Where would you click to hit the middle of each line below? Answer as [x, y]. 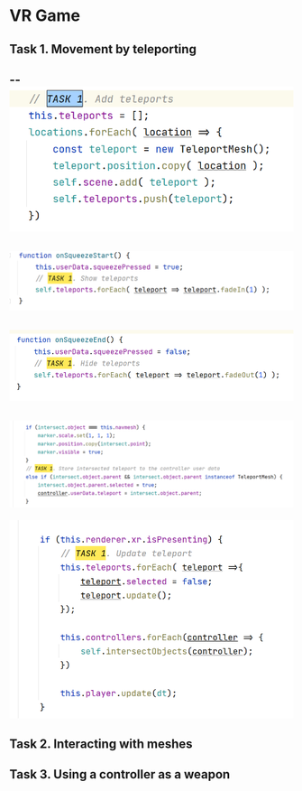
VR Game [45, 16]
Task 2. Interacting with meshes [101, 744]
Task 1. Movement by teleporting [103, 49]
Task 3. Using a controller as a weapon [120, 774]
